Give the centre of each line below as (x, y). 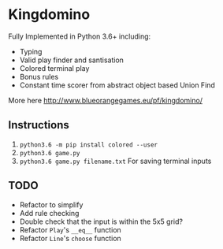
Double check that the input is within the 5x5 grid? (101, 221)
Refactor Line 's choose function (71, 238)
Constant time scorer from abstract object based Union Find (117, 85)
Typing (31, 51)
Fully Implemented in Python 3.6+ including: (80, 36)
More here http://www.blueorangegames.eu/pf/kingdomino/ (106, 100)
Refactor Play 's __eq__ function (71, 229)
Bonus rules (39, 76)
